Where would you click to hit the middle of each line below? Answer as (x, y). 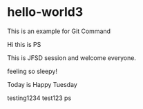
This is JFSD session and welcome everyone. (72, 58)
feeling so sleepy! (32, 71)
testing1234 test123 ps (39, 98)
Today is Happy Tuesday (42, 84)
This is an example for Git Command (59, 31)
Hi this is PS (24, 44)
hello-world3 (45, 12)
